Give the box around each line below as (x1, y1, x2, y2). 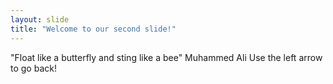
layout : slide (10, 14, 70, 25)
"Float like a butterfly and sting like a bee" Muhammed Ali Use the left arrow (10, 51, 323, 63)
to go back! (10, 62, 57, 74)
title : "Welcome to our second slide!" (10, 24, 177, 34)
